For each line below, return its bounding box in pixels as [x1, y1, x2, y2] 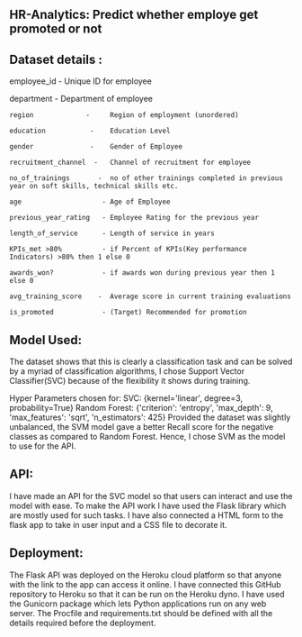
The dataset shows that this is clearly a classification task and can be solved [9, 356, 293, 368]
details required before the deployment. [9, 617, 156, 628]
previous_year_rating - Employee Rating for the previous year [9, 214, 259, 223]
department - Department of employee [9, 94, 154, 105]
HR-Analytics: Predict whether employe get [9, 7, 259, 23]
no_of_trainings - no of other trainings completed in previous [9, 174, 283, 183]
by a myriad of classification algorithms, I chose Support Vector [9, 366, 245, 377]
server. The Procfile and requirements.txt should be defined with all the [9, 607, 273, 618]
